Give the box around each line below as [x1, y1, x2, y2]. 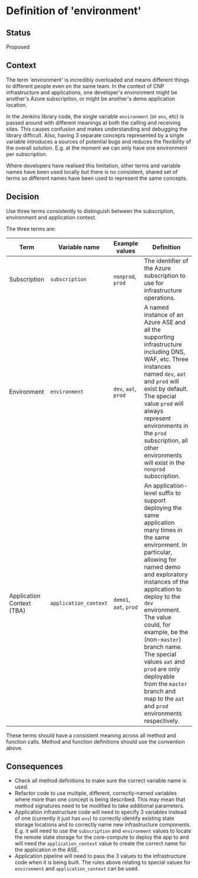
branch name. [144, 643, 183, 651]
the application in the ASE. [14, 846, 79, 853]
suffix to [158, 489, 181, 497]
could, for [144, 620, 171, 628]
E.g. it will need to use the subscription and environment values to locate [14, 827, 192, 835]
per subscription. [6, 150, 48, 157]
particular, [144, 548, 173, 556]
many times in [144, 525, 183, 534]
